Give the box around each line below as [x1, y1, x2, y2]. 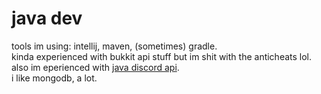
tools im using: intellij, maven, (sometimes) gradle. [11, 40, 218, 52]
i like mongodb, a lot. [11, 72, 98, 84]
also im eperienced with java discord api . [11, 61, 180, 73]
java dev [11, 7, 83, 30]
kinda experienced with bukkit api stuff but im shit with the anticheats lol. [11, 50, 313, 62]
